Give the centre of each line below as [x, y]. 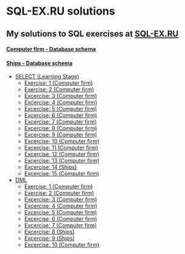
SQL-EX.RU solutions [61, 11]
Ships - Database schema [40, 63]
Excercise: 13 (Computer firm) [61, 161]
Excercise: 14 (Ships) [51, 167]
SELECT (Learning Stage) [47, 77]
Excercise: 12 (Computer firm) [61, 154]
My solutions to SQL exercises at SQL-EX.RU [92, 34]
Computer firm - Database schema [51, 49]
